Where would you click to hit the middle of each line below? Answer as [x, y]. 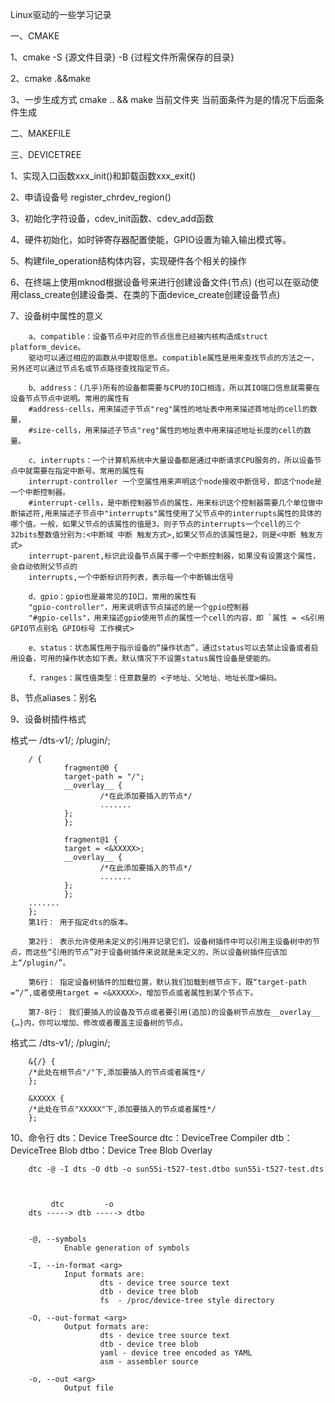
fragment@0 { [90, 768]
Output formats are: [106, 1327]
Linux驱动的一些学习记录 [61, 14]
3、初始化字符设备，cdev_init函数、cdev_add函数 [112, 218]
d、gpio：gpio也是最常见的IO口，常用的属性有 [112, 597]
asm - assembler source [149, 1362]
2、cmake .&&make [50, 78]
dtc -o [82, 1204]
